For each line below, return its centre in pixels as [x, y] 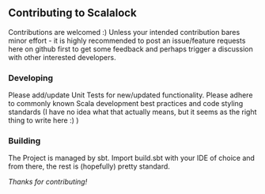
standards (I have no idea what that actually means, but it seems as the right [132, 112]
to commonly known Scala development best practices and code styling [126, 104]
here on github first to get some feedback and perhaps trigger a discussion [131, 49]
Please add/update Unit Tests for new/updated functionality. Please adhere [131, 95]
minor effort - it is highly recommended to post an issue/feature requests [127, 40]
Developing [31, 78]
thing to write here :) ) [44, 120]
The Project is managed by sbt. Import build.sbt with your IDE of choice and [132, 158]
